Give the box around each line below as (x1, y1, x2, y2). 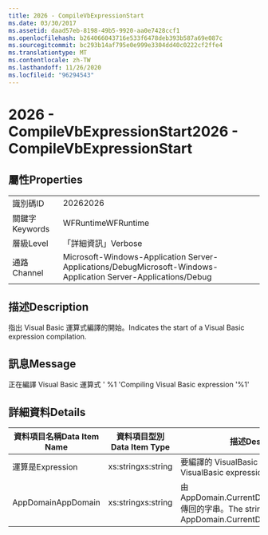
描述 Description (8, 300, 89, 314)
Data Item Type (110, 442, 170, 453)
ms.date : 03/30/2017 (8, 19, 77, 27)
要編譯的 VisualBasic (180, 457, 258, 468)
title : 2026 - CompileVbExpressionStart (8, 11, 145, 20)
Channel (12, 267, 44, 278)
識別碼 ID (12, 197, 45, 208)
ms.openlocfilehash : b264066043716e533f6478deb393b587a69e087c (8, 34, 223, 42)
